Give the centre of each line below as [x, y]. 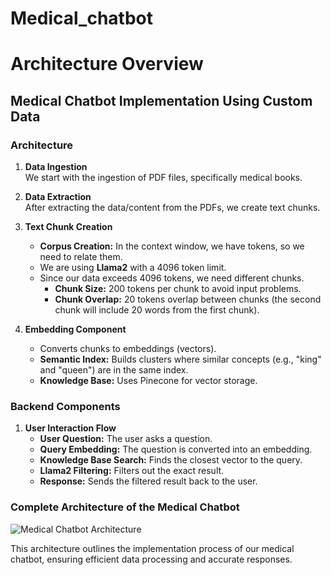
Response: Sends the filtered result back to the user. [148, 481]
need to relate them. [81, 257]
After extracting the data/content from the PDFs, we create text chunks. [172, 208]
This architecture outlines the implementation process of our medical [152, 548]
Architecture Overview [107, 64]
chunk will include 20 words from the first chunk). [157, 310]
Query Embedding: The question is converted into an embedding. [176, 449]
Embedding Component [75, 329]
